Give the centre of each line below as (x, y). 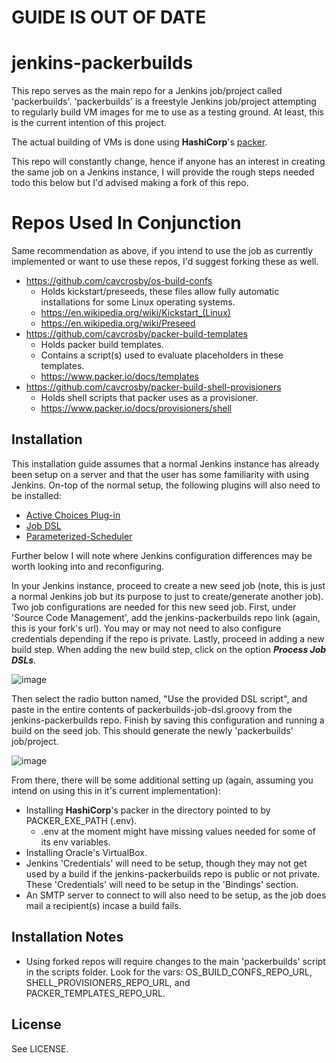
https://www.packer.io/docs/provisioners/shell (136, 408)
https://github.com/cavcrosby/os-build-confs (119, 281)
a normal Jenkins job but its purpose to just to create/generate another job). (167, 596)
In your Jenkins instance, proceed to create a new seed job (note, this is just (168, 585)
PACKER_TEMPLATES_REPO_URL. (95, 993)
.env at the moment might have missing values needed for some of (178, 831)
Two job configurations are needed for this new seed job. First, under (154, 607)
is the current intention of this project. (89, 123)
